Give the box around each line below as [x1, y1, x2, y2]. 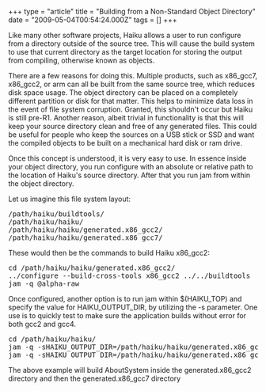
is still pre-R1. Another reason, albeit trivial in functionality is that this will [8, 113, 244, 122]
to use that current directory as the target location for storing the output [8, 47, 242, 56]
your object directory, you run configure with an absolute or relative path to [8, 162, 253, 171]
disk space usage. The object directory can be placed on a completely [8, 88, 238, 97]
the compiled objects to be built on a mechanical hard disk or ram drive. [8, 139, 243, 147]
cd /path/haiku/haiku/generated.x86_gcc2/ [8, 264, 176, 272]
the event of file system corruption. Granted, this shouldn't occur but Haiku [8, 104, 253, 114]
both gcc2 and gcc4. [8, 320, 77, 328]
